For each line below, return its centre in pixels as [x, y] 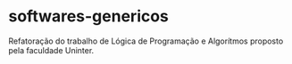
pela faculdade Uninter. [51, 50]
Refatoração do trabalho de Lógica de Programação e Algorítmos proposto [146, 41]
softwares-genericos [88, 16]
